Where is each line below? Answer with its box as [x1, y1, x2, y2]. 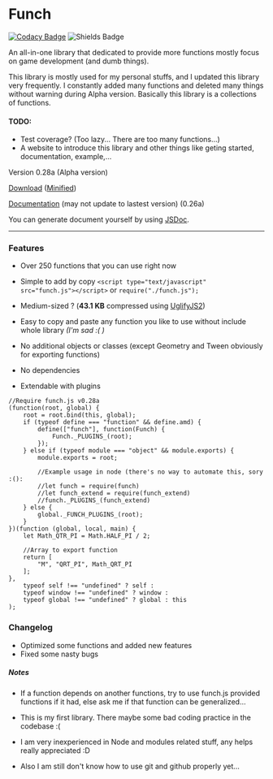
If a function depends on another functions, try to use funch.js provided [19, 688, 260, 698]
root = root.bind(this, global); [23, 411, 136, 419]
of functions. [8, 97, 51, 107]
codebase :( [19, 721, 61, 731]
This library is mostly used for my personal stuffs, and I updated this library [8, 71, 260, 81]
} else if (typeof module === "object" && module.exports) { [23, 447, 234, 455]
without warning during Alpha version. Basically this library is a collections [8, 89, 258, 98]
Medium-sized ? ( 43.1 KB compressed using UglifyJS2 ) [19, 301, 206, 311]
